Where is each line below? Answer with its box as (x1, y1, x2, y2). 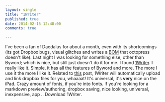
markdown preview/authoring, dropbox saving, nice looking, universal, (5, 86, 149, 92)
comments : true (5, 26, 37, 31)
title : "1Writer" (5, 12, 41, 17)
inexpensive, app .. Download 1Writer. (5, 92, 82, 98)
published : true (5, 16, 39, 21)
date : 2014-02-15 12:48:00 (5, 21, 61, 26)
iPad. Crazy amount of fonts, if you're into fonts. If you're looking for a (5, 81, 149, 87)
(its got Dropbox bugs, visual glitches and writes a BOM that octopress (5, 49, 150, 55)
